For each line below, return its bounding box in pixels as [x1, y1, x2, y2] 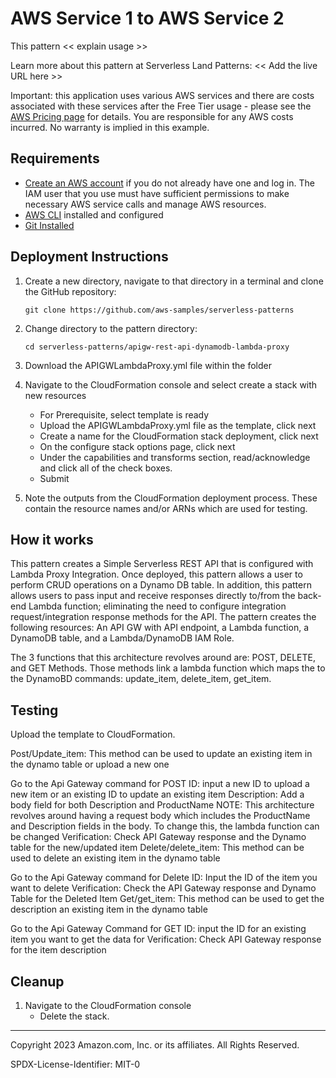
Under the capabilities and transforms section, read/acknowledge [39, 451, 311, 463]
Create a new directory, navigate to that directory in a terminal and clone [24, 275, 324, 287]
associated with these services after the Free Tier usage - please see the [10, 100, 312, 112]
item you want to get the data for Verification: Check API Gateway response [10, 933, 322, 946]
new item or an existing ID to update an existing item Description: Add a [10, 788, 305, 801]
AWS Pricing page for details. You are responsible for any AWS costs [10, 110, 294, 122]
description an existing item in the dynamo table [10, 903, 208, 916]
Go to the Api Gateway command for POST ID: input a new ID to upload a [10, 778, 310, 790]
